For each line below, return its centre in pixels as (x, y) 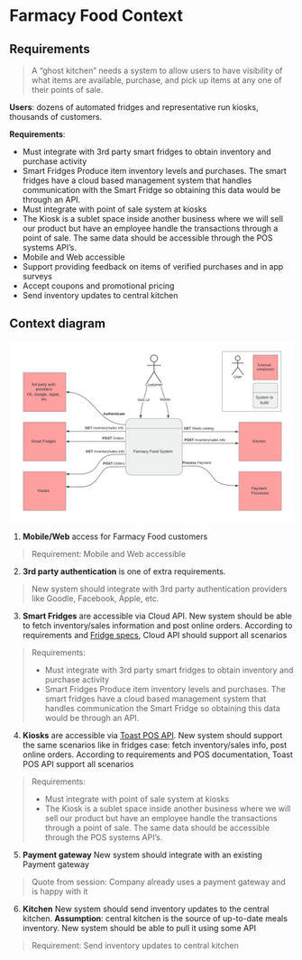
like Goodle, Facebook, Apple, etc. (95, 598)
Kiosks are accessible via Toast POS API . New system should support (152, 735)
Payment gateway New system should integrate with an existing (142, 855)
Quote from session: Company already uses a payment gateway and (158, 882)
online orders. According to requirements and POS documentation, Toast (157, 754)
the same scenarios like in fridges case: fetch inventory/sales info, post (154, 745)
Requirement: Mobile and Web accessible (109, 553)
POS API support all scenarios (78, 763)
